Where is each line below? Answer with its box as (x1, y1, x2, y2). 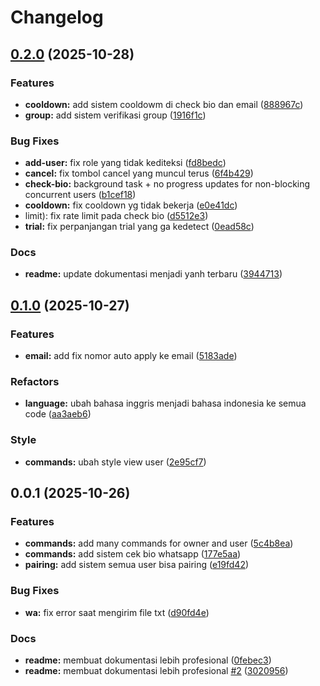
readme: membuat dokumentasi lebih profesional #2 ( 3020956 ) (24, 665, 289, 677)
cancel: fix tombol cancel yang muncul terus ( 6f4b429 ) (24, 167, 254, 180)
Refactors (10, 375, 60, 389)
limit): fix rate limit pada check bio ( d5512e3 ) (24, 210, 209, 222)
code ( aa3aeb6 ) (24, 408, 92, 420)
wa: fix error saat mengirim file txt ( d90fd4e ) (24, 606, 210, 618)
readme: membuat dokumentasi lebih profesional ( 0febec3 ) (24, 654, 272, 666)
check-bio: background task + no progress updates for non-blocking (24, 178, 311, 190)
